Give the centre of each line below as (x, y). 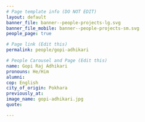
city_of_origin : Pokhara (37, 88)
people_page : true (29, 34)
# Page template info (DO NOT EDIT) (51, 12)
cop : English (22, 83)
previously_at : (25, 94)
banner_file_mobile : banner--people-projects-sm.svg (73, 28)
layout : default (26, 17)
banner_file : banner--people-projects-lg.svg (63, 23)
